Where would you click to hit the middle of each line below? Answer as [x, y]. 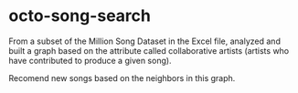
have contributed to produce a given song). [90, 60]
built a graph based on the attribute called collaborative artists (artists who [149, 50]
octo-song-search [80, 16]
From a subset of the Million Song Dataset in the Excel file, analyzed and [144, 41]
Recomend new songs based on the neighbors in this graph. [122, 77]
